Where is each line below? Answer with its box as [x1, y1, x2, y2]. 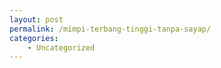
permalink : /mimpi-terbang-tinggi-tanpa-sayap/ [9, 24, 212, 34]
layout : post [9, 14, 64, 25]
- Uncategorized [27, 42, 96, 53]
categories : [9, 33, 59, 43]
